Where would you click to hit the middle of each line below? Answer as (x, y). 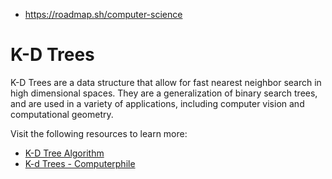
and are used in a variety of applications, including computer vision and (157, 103)
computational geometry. (62, 114)
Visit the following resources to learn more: (99, 133)
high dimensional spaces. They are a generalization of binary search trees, (164, 93)
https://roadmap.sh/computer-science (103, 14)
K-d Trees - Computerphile (80, 163)
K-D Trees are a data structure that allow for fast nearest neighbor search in (166, 82)
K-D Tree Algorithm (64, 153)
